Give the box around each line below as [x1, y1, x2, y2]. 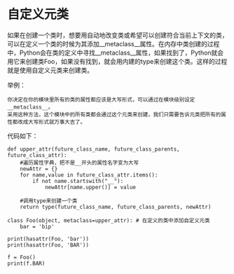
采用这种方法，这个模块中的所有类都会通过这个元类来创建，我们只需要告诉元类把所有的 [7, 111, 221, 118]
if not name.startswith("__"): [32, 177, 124, 184]
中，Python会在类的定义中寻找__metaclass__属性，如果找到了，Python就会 [7, 48, 224, 57]
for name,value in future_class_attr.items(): [20, 171, 158, 179]
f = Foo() [7, 254, 36, 261]
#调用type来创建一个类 [20, 197, 78, 204]
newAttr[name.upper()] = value [44, 184, 137, 191]
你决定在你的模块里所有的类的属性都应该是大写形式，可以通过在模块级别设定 [7, 96, 195, 103]
